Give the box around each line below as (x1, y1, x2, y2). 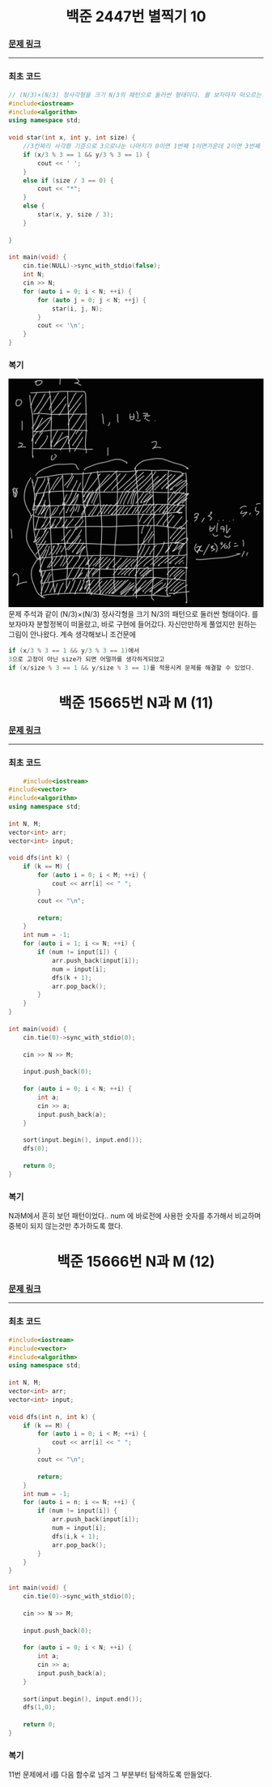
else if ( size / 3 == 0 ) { (23, 176, 114, 185)
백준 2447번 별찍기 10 (66, 7, 206, 26)
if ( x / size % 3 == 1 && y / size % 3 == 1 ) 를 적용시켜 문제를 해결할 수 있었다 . (8, 664, 255, 672)
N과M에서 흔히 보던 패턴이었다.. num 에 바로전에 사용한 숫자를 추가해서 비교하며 (8, 1211, 261, 1221)
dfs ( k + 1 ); (51, 973, 92, 981)
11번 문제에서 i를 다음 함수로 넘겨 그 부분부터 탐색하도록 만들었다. (8, 1770, 213, 1780)
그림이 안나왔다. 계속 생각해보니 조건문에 (8, 630, 136, 639)
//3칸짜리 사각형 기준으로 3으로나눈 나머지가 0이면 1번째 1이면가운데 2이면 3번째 (23, 143, 261, 151)
